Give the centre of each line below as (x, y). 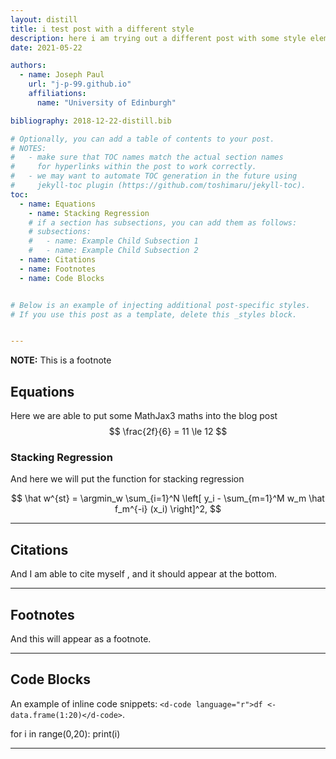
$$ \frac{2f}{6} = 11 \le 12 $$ (168, 432)
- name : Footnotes (58, 269)
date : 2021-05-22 (46, 47)
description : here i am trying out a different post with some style (158, 38)
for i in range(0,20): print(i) (65, 733)
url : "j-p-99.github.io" (80, 84)
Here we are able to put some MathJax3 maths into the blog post (144, 416)
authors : (28, 66)
